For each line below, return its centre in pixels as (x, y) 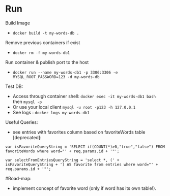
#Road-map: (18, 178)
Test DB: (14, 86)
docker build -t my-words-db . (46, 33)
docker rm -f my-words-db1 (41, 53)
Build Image (18, 23)
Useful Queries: (22, 122)
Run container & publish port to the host (47, 62)
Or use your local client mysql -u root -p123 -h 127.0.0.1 (74, 107)
